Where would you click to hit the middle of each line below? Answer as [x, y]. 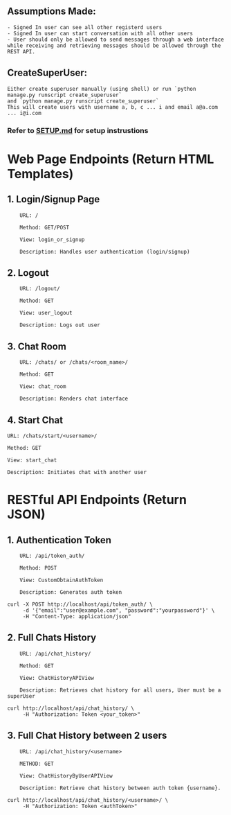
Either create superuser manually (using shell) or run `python [102, 89]
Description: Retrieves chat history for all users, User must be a [120, 690]
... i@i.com [24, 113]
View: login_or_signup [52, 239]
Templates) [40, 174]
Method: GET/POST [45, 227]
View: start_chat [32, 460]
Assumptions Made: [52, 11]
